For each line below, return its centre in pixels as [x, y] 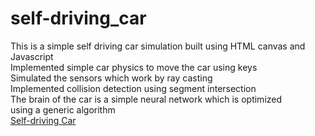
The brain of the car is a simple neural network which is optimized [146, 99]
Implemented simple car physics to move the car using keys [134, 67]
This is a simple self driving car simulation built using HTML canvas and [158, 46]
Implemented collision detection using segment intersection [133, 88]
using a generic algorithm [63, 109]
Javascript [32, 56]
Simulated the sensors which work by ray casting [111, 78]
